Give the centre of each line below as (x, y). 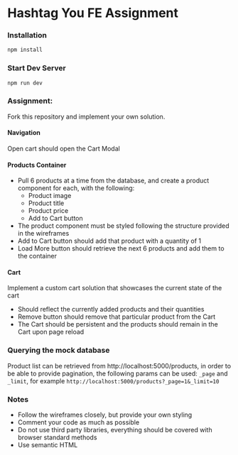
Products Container (37, 165)
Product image (50, 196)
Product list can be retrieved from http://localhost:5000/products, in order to (119, 366)
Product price (48, 211)
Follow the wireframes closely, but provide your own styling (105, 415)
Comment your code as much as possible (79, 422)
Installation (27, 35)
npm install (25, 50)
